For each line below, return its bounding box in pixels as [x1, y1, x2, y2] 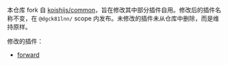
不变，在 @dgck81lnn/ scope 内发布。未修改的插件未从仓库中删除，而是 [12, 14, 214, 22]
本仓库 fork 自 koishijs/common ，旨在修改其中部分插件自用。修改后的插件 [7, 6, 216, 14]
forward [16, 51, 40, 59]
